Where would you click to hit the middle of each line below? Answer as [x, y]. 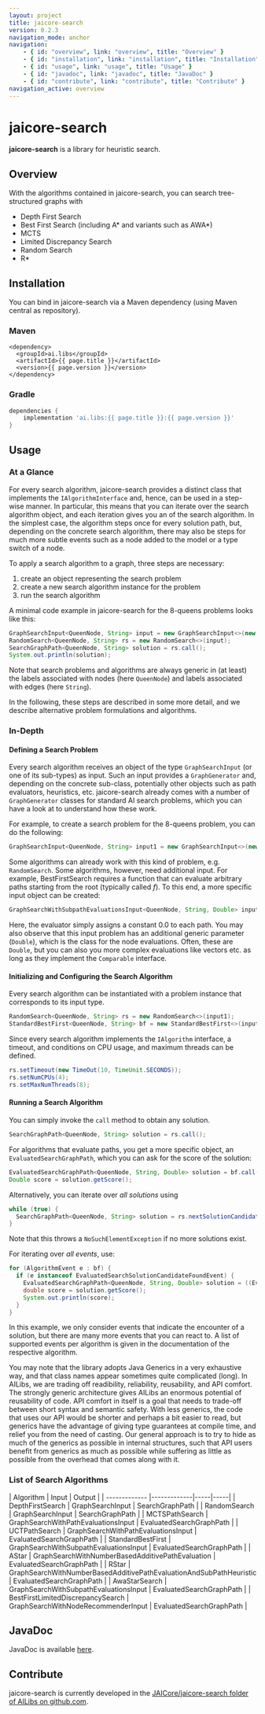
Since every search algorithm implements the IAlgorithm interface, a [120, 1039]
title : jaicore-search [46, 23]
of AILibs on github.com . [49, 1701]
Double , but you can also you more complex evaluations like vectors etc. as [130, 950]
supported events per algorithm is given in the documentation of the [120, 1344]
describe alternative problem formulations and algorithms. [103, 711]
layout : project [35, 15]
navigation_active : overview [57, 89]
